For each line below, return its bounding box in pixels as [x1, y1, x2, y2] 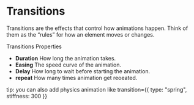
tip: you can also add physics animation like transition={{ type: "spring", [6, 85, 187, 93]
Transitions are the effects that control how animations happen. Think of [6, 24, 188, 32]
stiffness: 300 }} [6, 92, 48, 100]
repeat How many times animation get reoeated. [15, 74, 138, 81]
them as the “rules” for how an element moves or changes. [6, 31, 155, 38]
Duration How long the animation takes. [15, 54, 116, 62]
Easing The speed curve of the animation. [15, 61, 122, 68]
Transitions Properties [6, 43, 62, 50]
